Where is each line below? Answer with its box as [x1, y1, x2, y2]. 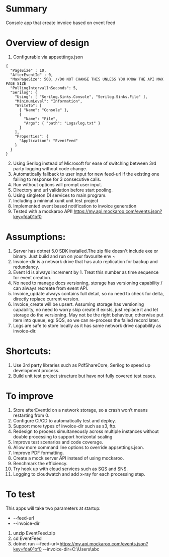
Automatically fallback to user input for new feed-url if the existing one [13, 171, 160, 177]
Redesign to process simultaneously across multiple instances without [13, 428, 159, 434]
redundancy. [13, 264, 39, 270]
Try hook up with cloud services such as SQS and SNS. [13, 466, 128, 472]
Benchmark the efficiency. [13, 460, 68, 466]
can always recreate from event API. [13, 285, 89, 291]
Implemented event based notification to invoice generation [13, 203, 137, 209]
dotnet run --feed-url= [13, 540, 60, 546]
